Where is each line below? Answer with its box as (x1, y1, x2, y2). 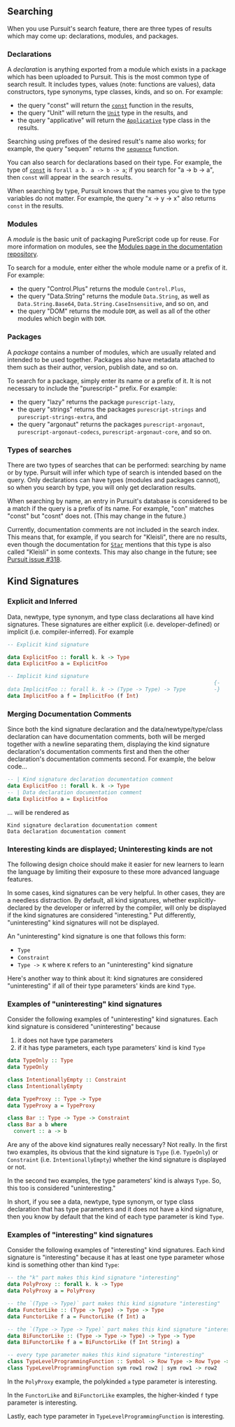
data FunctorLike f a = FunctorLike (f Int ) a (7, 1313, 145, 1320)
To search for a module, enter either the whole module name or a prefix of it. (7, 263, 228, 272)
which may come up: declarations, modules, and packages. (7, 32, 179, 40)
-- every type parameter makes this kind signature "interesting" (7, 1351, 205, 1359)
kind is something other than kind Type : (7, 1261, 120, 1269)
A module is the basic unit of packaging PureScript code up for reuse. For (7, 235, 220, 244)
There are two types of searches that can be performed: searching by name (7, 461, 227, 469)
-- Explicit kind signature (7, 641, 90, 648)
